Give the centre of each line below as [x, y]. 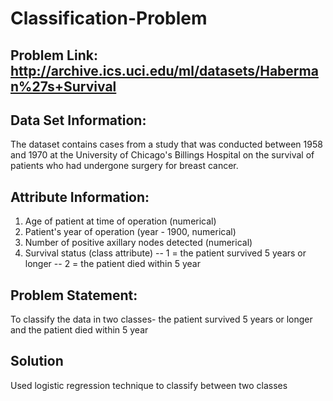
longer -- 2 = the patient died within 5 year [112, 264]
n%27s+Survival [63, 86]
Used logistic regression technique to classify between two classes [149, 385]
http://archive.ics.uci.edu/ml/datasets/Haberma [164, 70]
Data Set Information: [78, 120]
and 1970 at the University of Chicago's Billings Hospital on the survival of [162, 155]
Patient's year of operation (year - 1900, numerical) [130, 232]
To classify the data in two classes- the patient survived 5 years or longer [161, 319]
